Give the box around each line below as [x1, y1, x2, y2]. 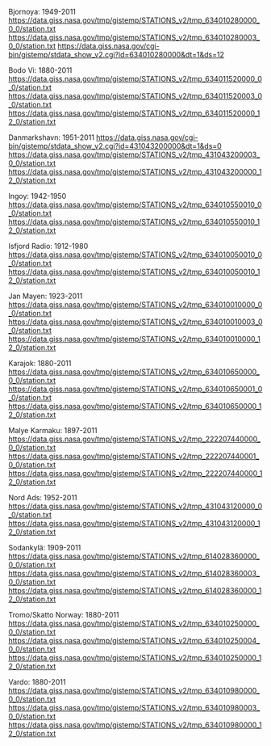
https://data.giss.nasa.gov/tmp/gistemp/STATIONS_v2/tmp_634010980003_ [8, 703, 261, 712]
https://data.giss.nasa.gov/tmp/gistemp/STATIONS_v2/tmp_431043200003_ [8, 150, 261, 159]
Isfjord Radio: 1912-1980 [8, 242, 89, 251]
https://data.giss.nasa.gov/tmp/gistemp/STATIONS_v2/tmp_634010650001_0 [8, 384, 263, 394]
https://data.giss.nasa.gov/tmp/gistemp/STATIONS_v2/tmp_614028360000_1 [8, 586, 262, 595]
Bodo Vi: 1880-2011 [8, 65, 73, 75]
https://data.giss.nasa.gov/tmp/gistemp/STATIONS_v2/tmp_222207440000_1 [8, 469, 263, 478]
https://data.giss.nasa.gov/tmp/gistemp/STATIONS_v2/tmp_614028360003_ [8, 569, 261, 578]
